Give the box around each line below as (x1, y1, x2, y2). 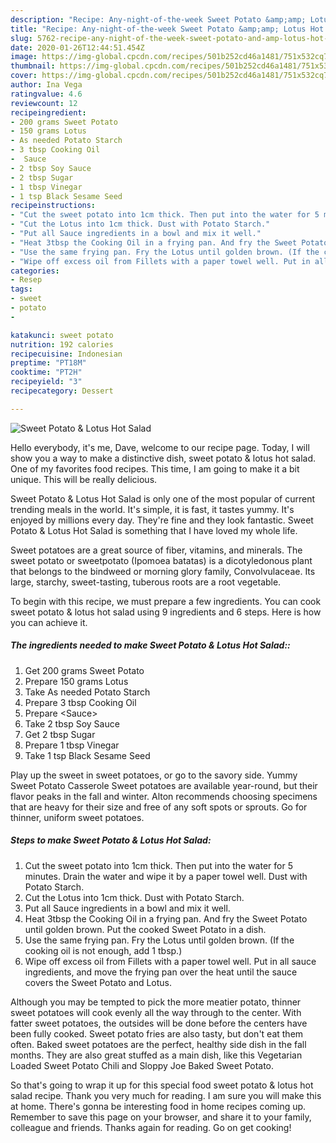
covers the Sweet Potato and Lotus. (24, 976, 173, 988)
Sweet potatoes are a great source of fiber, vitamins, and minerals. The (10, 544, 303, 556)
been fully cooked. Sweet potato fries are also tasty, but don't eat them (10, 1027, 304, 1040)
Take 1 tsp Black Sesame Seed (24, 749, 151, 761)
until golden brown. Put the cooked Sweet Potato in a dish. (24, 923, 267, 935)
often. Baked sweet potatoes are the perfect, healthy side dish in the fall (10, 1038, 307, 1050)
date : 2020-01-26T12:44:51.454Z (10, 42, 145, 53)
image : (10, 52, 38, 62)
